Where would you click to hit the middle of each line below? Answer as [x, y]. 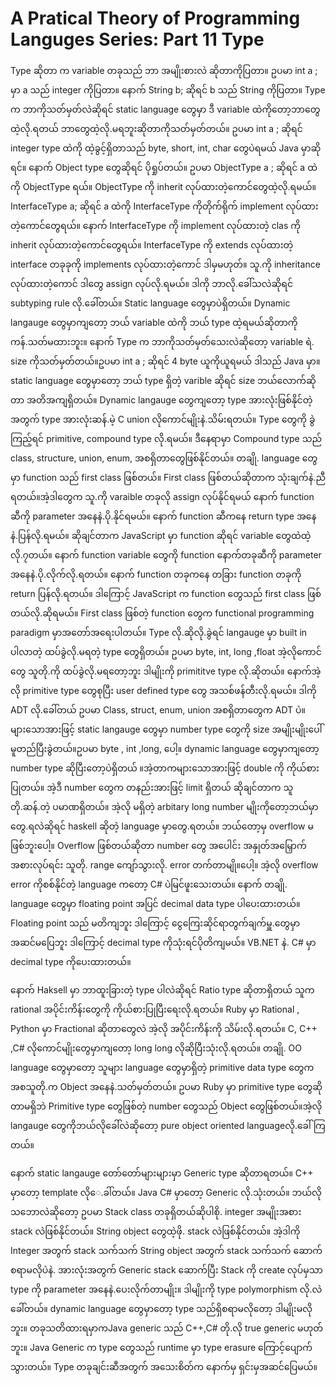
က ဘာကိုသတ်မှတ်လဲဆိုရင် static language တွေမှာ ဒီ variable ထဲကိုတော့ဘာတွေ [165, 109]
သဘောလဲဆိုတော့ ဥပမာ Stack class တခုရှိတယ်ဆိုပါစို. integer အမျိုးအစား [156, 1211]
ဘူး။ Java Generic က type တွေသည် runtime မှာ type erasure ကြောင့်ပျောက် [161, 1347]
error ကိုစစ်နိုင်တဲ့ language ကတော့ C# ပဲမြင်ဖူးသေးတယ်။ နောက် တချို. [149, 884]
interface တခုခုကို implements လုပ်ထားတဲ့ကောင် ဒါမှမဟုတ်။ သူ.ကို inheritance [165, 264]
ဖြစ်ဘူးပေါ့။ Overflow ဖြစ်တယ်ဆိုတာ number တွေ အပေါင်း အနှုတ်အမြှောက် [158, 845]
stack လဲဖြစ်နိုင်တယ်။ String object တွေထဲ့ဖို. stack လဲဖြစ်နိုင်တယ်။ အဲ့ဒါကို [155, 1231]
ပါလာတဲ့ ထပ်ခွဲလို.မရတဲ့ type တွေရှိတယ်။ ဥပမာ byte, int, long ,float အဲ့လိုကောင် [166, 651]
